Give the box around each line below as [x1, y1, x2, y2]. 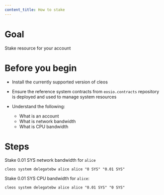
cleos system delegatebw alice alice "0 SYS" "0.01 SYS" [4, 167, 125, 172]
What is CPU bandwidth [19, 124, 69, 130]
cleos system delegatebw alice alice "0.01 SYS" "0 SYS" [4, 185, 125, 190]
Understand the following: [11, 103, 65, 109]
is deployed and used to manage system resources [11, 94, 117, 100]
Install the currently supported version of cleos [11, 79, 108, 85]
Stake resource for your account [4, 45, 71, 51]
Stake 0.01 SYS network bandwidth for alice [4, 157, 96, 163]
